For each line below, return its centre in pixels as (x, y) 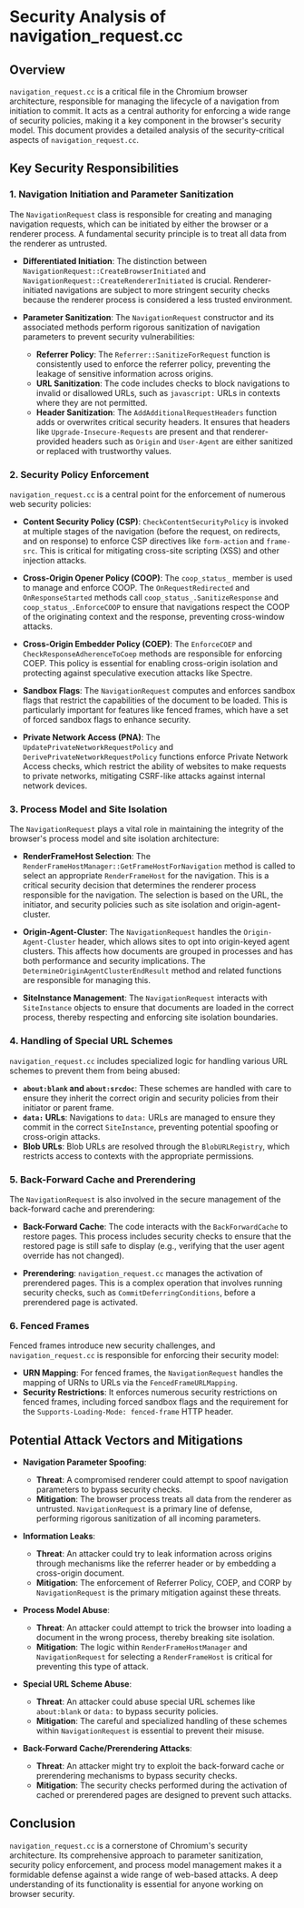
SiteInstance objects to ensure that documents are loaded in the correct (158, 1008)
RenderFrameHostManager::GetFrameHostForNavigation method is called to (159, 866)
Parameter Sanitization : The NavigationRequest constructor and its (148, 317)
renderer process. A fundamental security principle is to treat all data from (148, 233)
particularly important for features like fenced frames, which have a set (155, 710)
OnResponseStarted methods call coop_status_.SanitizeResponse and (150, 597)
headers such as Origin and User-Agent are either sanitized (182, 441)
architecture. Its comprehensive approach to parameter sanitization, (137, 1855)
